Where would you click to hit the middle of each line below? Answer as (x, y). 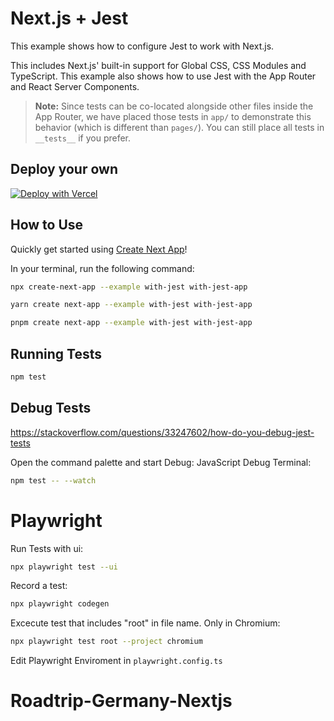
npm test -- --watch (53, 480)
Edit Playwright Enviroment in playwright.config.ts (116, 661)
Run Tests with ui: (47, 548)
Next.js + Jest (69, 18)
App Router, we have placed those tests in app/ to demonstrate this (173, 116)
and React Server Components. (75, 86)
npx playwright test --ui (64, 567)
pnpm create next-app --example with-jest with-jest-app (131, 323)
